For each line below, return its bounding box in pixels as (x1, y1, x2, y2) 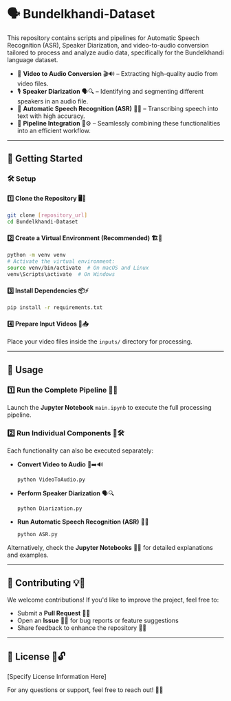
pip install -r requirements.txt (7, 304, 103, 311)
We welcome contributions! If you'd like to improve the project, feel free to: (7, 595, 219, 604)
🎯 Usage (7, 364, 43, 375)
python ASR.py (16, 531, 58, 537)
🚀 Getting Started (7, 153, 83, 165)
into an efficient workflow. (16, 126, 91, 135)
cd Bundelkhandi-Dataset (7, 219, 78, 226)
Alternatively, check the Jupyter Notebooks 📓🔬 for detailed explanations (7, 543, 213, 551)
